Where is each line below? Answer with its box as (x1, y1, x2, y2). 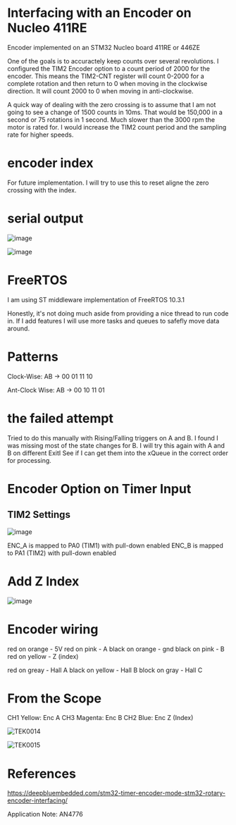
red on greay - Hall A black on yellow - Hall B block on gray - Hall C (7, 666, 203, 674)
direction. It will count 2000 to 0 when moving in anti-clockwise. (7, 87, 194, 95)
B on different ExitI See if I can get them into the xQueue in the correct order (7, 449, 229, 457)
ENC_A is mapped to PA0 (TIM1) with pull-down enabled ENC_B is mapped (7, 541, 224, 550)
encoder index (7, 155, 94, 171)
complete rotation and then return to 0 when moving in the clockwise (7, 79, 208, 87)
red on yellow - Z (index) (7, 652, 79, 660)
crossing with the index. (7, 185, 77, 194)
